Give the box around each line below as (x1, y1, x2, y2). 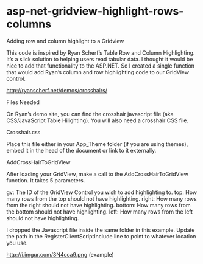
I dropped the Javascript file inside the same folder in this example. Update (6, 226, 195, 234)
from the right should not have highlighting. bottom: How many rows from (6, 201, 191, 209)
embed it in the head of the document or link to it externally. (6, 147, 157, 154)
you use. (6, 239, 29, 246)
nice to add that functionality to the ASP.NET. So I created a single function (6, 62, 195, 69)
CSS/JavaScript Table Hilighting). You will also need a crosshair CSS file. (6, 117, 189, 124)
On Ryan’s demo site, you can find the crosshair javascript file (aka (6, 110, 174, 117)
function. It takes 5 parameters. (6, 176, 85, 184)
